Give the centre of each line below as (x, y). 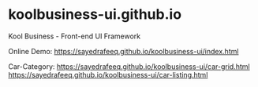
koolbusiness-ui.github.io (95, 14)
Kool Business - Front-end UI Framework (75, 36)
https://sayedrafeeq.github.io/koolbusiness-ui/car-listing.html (108, 74)
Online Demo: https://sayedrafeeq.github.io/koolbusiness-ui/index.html (123, 51)
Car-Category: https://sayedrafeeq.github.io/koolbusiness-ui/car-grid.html (129, 66)
